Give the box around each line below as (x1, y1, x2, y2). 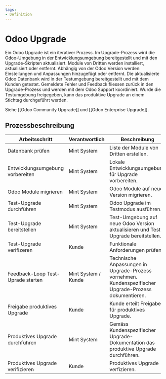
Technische (109, 255, 137, 262)
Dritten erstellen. (109, 151, 148, 157)
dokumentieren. (109, 292, 146, 299)
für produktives (109, 306, 145, 313)
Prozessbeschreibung (5, 121, 75, 130)
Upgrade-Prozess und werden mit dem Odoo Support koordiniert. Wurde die (5, 86, 161, 92)
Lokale (109, 158, 125, 165)
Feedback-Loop (7, 270, 46, 277)
